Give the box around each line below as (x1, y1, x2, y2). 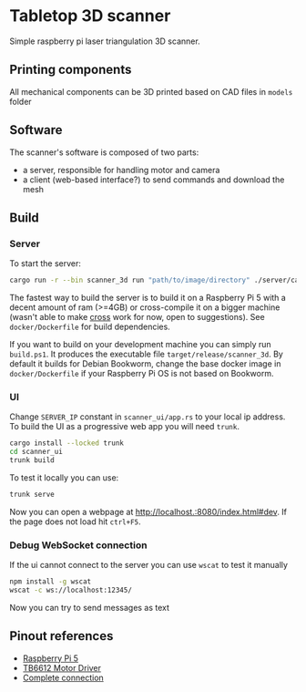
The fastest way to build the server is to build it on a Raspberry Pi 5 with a (9, 293, 287, 304)
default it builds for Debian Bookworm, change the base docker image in (9, 358, 281, 369)
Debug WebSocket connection (9, 539, 148, 552)
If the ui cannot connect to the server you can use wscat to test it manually (9, 560, 289, 571)
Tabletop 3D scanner (9, 5, 171, 26)
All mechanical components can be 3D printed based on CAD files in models (9, 86, 293, 97)
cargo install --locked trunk (9, 439, 125, 448)
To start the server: (9, 258, 82, 269)
